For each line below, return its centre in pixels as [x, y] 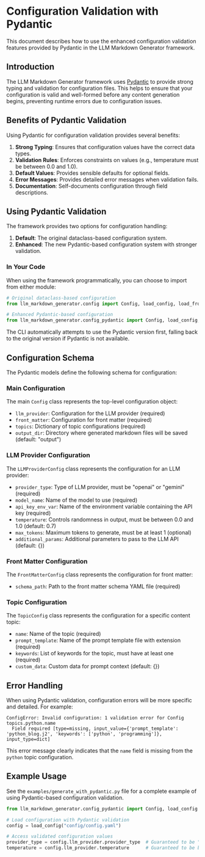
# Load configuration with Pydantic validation [68, 820]
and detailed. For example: [40, 707]
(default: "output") [38, 440]
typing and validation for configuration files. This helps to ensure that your [99, 88]
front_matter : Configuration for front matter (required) [84, 420]
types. [23, 153]
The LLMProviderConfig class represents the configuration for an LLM [93, 468]
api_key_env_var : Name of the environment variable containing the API [104, 506]
